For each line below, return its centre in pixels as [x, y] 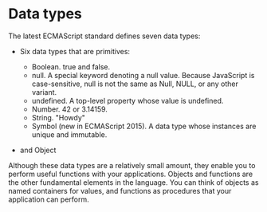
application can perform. [49, 199]
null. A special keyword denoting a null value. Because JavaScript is [143, 75]
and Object [38, 150]
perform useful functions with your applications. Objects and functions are [131, 174]
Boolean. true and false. [71, 67]
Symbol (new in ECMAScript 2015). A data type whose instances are [144, 126]
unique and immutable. [69, 134]
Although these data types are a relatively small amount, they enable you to [132, 165]
